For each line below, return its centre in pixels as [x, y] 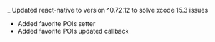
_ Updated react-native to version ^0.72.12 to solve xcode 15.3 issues [108, 10]
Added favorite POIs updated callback [73, 31]
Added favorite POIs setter [56, 23]
